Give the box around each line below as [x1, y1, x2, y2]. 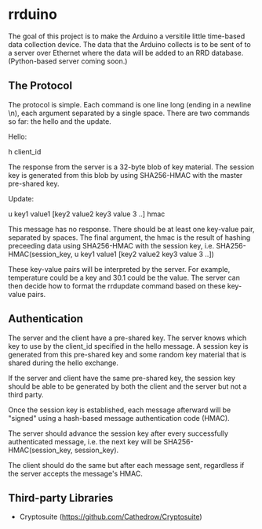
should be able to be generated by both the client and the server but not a [8, 382, 247, 391]
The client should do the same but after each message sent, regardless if [8, 460, 245, 469]
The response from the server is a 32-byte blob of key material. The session [8, 162, 255, 172]
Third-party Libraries [8, 491, 114, 505]
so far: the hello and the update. [8, 116, 111, 126]
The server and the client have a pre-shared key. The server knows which [8, 333, 247, 342]
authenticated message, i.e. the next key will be [8, 437, 162, 446]
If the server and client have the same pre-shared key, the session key [8, 373, 235, 382]
